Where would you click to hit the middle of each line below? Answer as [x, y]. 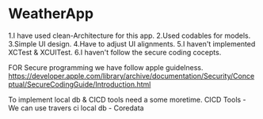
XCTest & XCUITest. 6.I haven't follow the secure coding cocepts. [115, 52]
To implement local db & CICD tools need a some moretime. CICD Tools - [128, 99]
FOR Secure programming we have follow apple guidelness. [106, 67]
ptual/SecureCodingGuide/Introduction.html [80, 84]
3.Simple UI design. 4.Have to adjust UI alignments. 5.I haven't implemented [132, 43]
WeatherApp [51, 14]
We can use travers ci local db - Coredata [76, 108]
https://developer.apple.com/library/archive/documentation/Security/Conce [131, 76]
